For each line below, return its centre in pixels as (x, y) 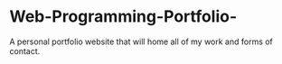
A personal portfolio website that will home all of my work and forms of (141, 41)
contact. (25, 50)
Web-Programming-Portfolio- (123, 17)
